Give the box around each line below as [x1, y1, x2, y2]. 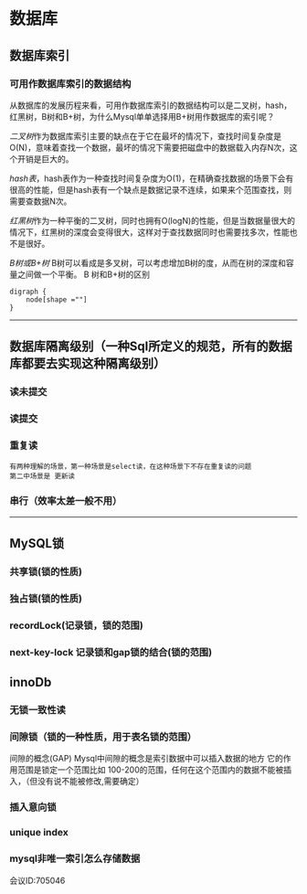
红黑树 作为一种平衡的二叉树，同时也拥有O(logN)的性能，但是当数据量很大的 [9, 215, 295, 226]
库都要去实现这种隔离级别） [9, 356, 166, 371]
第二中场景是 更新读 [9, 472, 76, 481]
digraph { [9, 287, 48, 296]
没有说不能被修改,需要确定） [37, 776, 144, 787]
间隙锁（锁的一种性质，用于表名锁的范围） [9, 730, 197, 743]
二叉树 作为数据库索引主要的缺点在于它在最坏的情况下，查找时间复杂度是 [9, 130, 281, 142]
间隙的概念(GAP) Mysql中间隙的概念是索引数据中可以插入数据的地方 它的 [9, 753, 283, 764]
